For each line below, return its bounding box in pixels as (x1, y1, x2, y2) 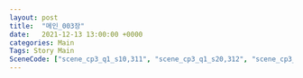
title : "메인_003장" (9, 22, 86, 30)
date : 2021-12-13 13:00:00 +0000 (9, 30, 143, 39)
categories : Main (9, 38, 75, 48)
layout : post (9, 13, 59, 22)
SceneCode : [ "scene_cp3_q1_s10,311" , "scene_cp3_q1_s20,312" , (9, 55, 248, 64)
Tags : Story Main (9, 47, 75, 56)
